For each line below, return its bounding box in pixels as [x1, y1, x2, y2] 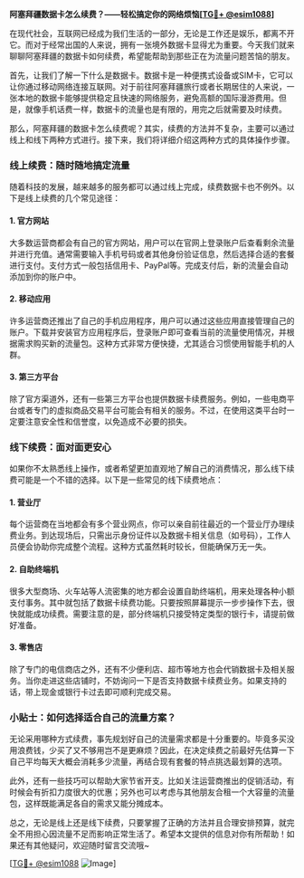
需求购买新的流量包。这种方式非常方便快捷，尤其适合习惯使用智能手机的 [16, 338, 287, 348]
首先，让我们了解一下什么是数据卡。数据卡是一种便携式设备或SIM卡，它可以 [9, 70, 294, 81]
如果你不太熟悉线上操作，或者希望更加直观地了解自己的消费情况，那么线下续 [9, 463, 295, 474]
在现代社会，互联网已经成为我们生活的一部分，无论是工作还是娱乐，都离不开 [9, 28, 295, 39]
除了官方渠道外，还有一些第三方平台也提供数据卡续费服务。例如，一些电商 [9, 393, 287, 404]
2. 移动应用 [9, 293, 52, 304]
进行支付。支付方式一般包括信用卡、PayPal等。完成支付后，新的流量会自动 [9, 260, 289, 271]
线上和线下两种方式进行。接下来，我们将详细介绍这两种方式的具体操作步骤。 [9, 135, 295, 145]
